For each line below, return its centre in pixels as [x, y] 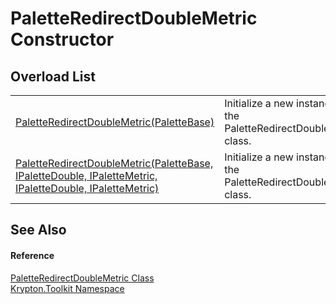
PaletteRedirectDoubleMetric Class [82, 278]
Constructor [62, 39]
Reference [32, 255]
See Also [38, 230]
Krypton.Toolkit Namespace [67, 288]
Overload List [53, 76]
